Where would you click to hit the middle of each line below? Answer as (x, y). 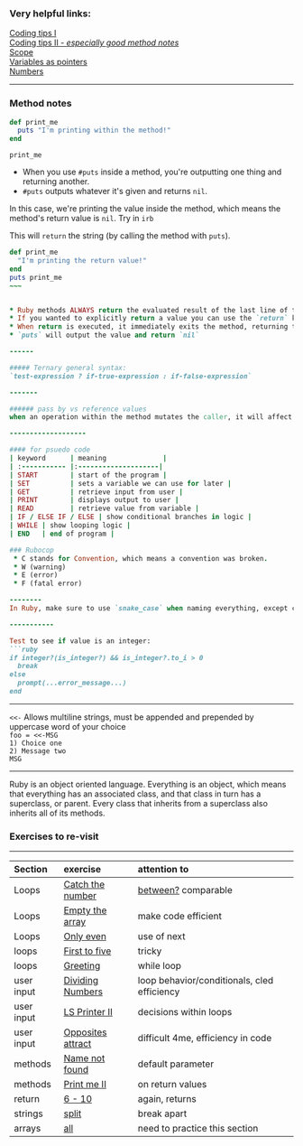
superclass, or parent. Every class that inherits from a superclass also (139, 803)
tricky (150, 951)
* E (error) (36, 575)
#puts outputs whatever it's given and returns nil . (115, 191)
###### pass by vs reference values (78, 409)
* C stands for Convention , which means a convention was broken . (141, 558)
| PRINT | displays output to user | (94, 500)
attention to (163, 870)
